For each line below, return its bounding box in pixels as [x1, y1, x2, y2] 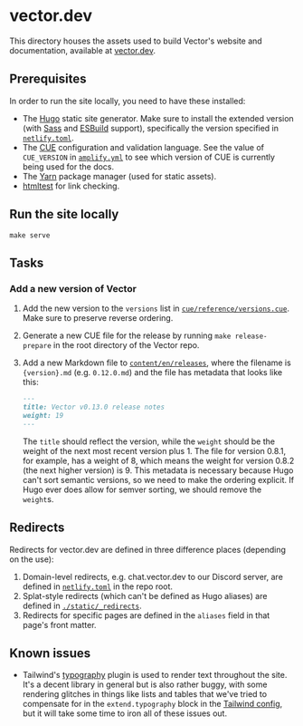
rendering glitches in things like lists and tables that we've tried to [22, 689, 268, 700]
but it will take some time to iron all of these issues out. [22, 708, 228, 719]
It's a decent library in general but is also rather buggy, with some [22, 679, 268, 690]
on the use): [9, 554, 54, 565]
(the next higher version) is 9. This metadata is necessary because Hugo [22, 464, 294, 476]
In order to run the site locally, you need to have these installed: [9, 95, 246, 106]
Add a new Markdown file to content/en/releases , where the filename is [22, 357, 291, 368]
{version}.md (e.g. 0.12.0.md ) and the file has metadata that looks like [22, 367, 283, 378]
